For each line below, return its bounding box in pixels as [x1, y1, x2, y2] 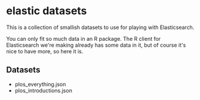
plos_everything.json [14, 80, 66, 88]
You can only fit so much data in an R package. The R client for [6, 35, 161, 42]
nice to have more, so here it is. [6, 47, 84, 54]
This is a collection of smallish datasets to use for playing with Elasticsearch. [6, 24, 195, 31]
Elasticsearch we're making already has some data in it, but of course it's [6, 41, 186, 49]
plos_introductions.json [14, 87, 73, 94]
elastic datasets [6, 4, 87, 18]
